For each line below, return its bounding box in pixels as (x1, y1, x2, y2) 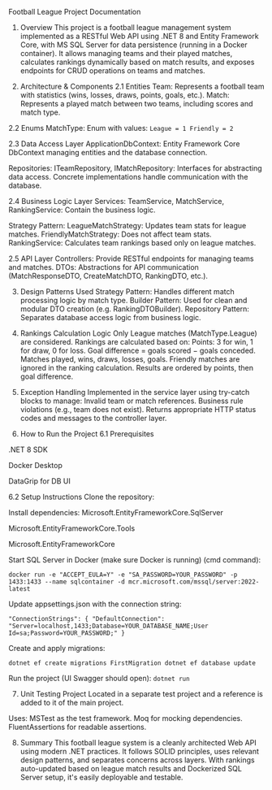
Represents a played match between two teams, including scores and (19, 99, 253, 108)
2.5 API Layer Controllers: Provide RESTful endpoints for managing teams (8, 254, 254, 263)
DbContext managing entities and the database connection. (8, 148, 208, 157)
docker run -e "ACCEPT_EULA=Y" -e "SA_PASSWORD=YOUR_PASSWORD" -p (8, 571, 238, 579)
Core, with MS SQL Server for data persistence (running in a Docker (19, 40, 248, 50)
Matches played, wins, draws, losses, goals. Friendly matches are (19, 354, 240, 364)
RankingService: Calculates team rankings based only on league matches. (8, 238, 257, 247)
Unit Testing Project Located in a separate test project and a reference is (19, 689, 264, 698)
